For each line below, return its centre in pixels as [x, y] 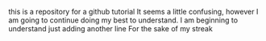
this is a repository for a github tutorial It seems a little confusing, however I [133, 12]
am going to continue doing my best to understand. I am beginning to [123, 20]
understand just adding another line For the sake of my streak [111, 29]
